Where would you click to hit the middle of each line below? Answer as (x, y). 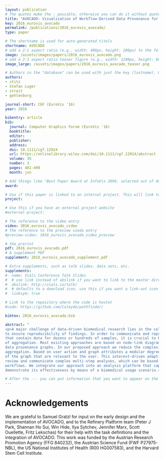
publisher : (20, 140)
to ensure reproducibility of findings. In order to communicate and (77, 334)
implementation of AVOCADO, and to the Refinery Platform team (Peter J (78, 422)
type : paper (17, 32)
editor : (17, 136)
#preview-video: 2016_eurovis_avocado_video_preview (60, 235)
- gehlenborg (18, 95)
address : (18, 145)
